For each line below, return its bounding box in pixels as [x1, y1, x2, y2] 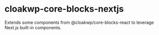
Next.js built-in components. [4, 24, 62, 30]
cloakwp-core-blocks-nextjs [4, 3, 124, 15]
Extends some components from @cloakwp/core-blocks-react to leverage [4, 19, 154, 25]
